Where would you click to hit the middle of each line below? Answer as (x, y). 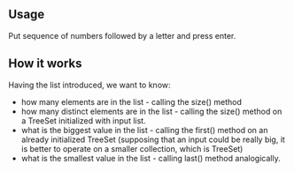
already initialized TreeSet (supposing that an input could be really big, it (153, 139)
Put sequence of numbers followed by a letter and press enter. (122, 35)
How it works (45, 64)
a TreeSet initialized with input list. (84, 120)
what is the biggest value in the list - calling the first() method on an (144, 130)
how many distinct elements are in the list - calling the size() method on (151, 111)
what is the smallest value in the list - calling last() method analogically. (151, 158)
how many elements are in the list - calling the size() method (132, 101)
